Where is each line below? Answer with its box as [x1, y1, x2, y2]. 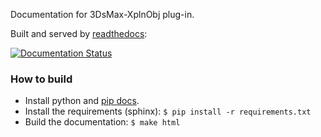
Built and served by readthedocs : [10, 28, 148, 39]
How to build [10, 72, 73, 86]
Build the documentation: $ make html [24, 116, 181, 128]
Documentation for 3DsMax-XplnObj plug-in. [10, 9, 195, 20]
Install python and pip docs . [24, 95, 140, 107]
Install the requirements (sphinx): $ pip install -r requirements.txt [24, 105, 312, 118]
